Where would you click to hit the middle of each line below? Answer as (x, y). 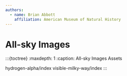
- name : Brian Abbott (33, 15)
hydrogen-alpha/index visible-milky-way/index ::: (56, 68)
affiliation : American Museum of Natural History (68, 19)
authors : (14, 10)
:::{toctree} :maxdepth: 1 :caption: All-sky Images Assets (64, 58)
